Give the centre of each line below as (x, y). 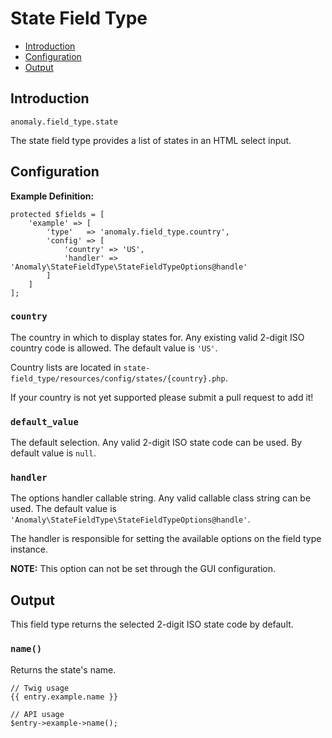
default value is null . (53, 453)
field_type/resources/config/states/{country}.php (118, 378)
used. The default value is (63, 509)
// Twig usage (40, 688)
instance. (29, 549)
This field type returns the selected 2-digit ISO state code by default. (152, 624)
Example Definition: (52, 196)
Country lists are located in (66, 367)
